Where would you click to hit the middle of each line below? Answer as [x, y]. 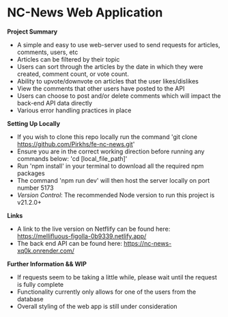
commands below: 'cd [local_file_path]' [72, 158]
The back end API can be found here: [70, 243]
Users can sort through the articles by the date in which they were [110, 66]
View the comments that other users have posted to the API [101, 88]
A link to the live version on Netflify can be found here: [94, 229]
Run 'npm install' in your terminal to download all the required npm [110, 166]
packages [31, 173]
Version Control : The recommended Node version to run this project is [116, 195]
